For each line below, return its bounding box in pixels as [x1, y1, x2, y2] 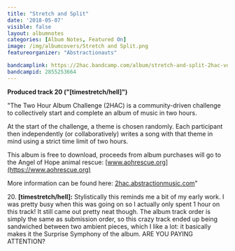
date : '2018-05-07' [7, 17, 64, 24]
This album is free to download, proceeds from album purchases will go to [7, 150, 222, 159]
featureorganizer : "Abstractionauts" [7, 50, 117, 57]
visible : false [7, 23, 52, 30]
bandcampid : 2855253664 [7, 68, 77, 76]
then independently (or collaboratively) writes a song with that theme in [7, 129, 213, 138]
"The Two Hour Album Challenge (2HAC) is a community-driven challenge [7, 101, 222, 109]
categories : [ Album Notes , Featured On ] [7, 36, 127, 43]
